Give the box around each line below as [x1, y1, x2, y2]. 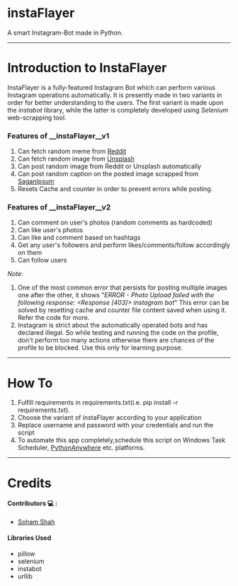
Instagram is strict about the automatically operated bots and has [17, 321, 208, 330]
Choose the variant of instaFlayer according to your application [17, 413, 202, 422]
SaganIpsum [17, 177, 55, 185]
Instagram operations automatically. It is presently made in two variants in [7, 91, 222, 99]
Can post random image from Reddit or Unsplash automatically [17, 162, 202, 171]
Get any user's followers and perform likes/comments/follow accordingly [17, 241, 230, 249]
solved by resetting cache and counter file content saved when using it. [17, 306, 227, 314]
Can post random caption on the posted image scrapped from [17, 170, 199, 178]
